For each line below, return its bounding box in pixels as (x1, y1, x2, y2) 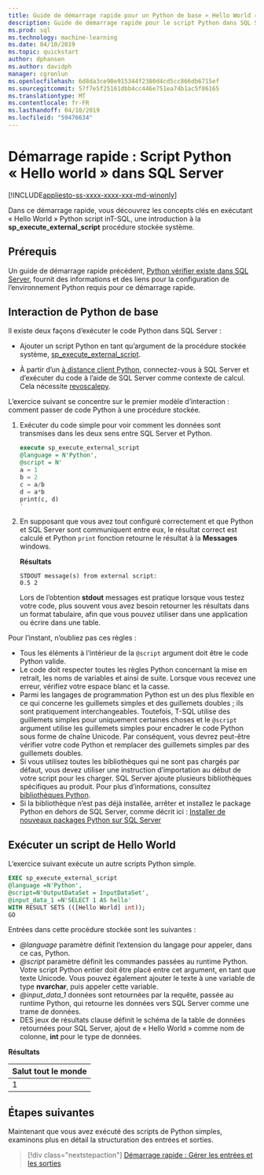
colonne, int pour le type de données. (19, 1032, 142, 1041)
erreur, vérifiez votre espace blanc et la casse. (19, 681, 170, 692)
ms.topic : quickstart (8, 48, 79, 56)
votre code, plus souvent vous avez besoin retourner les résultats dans (19, 601, 250, 611)
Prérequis (8, 245, 57, 259)
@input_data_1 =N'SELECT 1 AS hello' (8, 896, 132, 904)
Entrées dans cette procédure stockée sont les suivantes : (8, 925, 196, 934)
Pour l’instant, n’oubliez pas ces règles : (8, 633, 137, 643)
